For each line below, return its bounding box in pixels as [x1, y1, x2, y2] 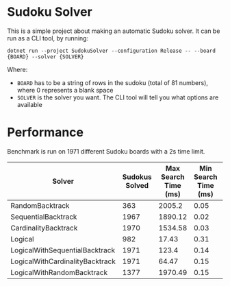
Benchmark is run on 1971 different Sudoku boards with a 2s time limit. [7, 147, 205, 155]
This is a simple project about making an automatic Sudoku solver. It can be [7, 27, 220, 35]
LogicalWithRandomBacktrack [10, 267, 108, 277]
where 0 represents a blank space [16, 86, 114, 94]
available [16, 100, 42, 108]
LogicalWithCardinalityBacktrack [10, 257, 116, 266]
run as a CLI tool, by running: [7, 34, 89, 42]
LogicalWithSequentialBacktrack [10, 245, 115, 254]
